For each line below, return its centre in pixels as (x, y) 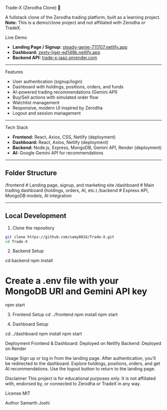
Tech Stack (17, 127)
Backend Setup (28, 251)
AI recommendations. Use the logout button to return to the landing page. (80, 369)
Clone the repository (33, 228)
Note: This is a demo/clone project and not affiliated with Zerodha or (75, 23)
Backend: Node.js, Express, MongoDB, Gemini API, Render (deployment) (87, 147)
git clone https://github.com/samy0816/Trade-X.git (60, 237)
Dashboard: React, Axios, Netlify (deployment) (60, 142)
